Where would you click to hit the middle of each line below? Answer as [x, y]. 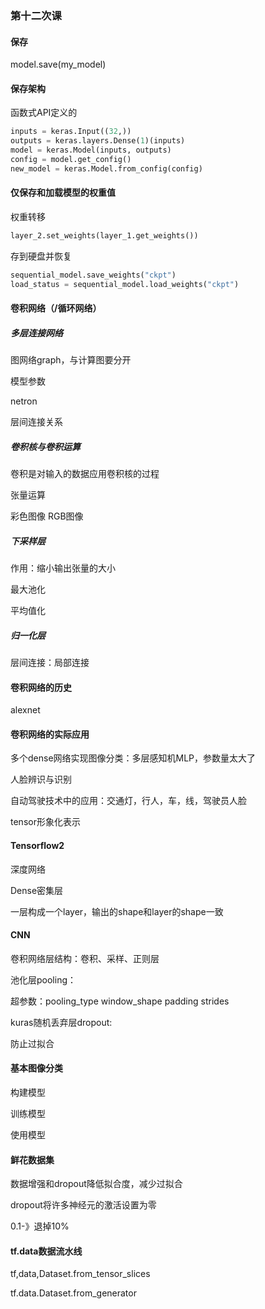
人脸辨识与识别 [41, 779]
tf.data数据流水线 [46, 1251]
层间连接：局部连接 [50, 662]
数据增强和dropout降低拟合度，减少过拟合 [96, 1184]
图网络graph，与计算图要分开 [71, 360]
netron [24, 401]
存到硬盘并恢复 [41, 256]
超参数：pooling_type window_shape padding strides [120, 1001]
